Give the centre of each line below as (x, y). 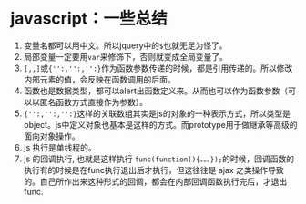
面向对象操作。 (51, 136)
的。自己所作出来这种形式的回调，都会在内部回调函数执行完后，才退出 (155, 181)
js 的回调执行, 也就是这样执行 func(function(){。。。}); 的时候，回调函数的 (159, 159)
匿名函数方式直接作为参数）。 (94, 102)
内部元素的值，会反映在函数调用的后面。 (99, 79)
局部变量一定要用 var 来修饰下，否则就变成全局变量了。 (126, 56)
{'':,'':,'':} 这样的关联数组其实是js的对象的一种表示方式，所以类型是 (157, 113)
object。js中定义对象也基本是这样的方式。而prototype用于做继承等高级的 (160, 124)
